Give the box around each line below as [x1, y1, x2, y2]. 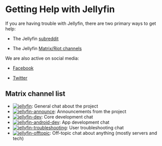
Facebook [12, 65, 34, 71]
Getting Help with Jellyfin [5, 4, 115, 15]
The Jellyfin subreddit [12, 35, 59, 42]
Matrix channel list [5, 90, 66, 98]
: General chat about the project [31, 103, 98, 109]
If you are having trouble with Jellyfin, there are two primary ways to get [5, 20, 156, 26]
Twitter [12, 75, 28, 81]
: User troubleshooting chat [67, 124, 124, 130]
